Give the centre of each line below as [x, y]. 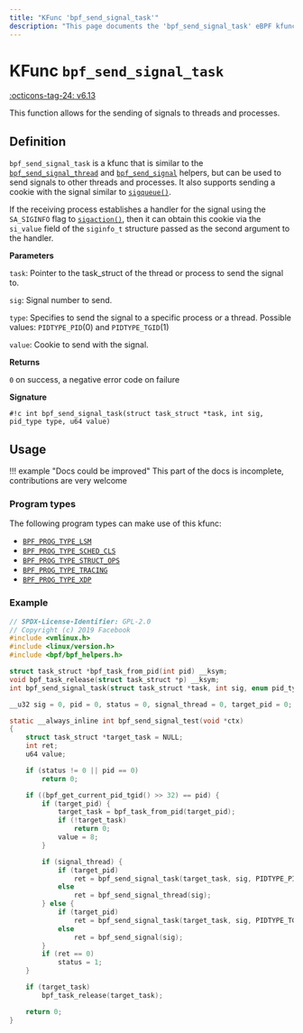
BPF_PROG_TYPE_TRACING [65, 571]
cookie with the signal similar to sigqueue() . [90, 192]
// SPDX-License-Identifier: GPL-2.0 [80, 622]
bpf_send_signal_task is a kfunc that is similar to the [106, 163]
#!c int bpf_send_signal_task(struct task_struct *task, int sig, [137, 414]
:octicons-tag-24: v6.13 [53, 96]
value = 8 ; [78, 837]
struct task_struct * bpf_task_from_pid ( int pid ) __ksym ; [119, 672]
